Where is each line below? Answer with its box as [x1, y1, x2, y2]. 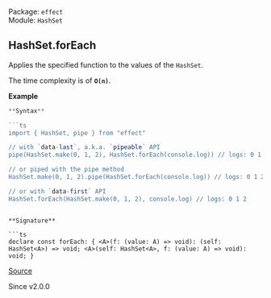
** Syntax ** [8, 106, 45, 115]
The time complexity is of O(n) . [8, 76, 111, 85]
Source [8, 266, 32, 275]
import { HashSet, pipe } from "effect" [8, 129, 147, 137]
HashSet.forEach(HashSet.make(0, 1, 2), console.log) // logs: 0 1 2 [8, 195, 248, 203]
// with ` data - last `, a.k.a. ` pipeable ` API [8, 143, 161, 151]
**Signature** [8, 217, 56, 225]
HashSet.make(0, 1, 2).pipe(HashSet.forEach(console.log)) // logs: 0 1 [8, 173, 258, 181]
